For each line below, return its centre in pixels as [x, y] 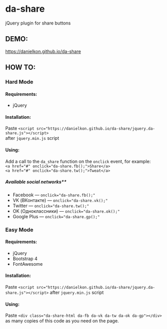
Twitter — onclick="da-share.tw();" [51, 206]
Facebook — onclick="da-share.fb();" [54, 195]
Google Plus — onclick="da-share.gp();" [56, 216]
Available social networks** [36, 182]
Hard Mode [19, 82]
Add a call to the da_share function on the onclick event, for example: [78, 161]
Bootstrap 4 [25, 259]
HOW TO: [20, 68]
